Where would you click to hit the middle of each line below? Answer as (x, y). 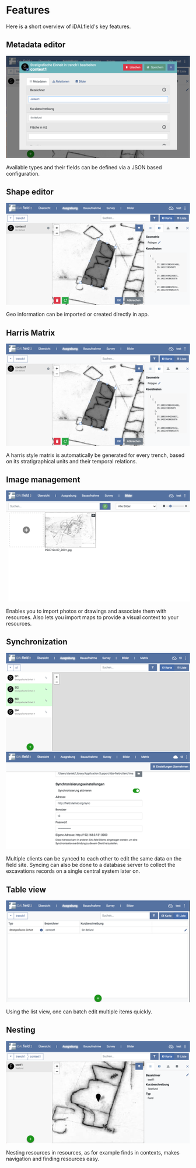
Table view (26, 889)
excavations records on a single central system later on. (73, 871)
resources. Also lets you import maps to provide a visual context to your (92, 617)
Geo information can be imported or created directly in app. (78, 315)
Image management (43, 479)
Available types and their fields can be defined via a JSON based (84, 167)
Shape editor (30, 192)
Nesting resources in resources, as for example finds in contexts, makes (93, 1153)
